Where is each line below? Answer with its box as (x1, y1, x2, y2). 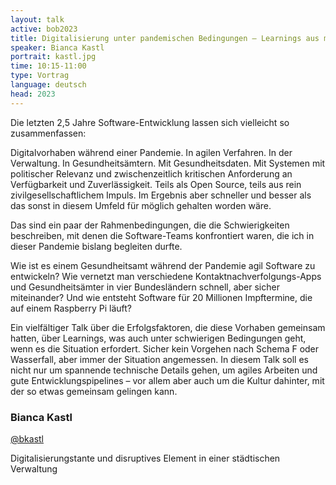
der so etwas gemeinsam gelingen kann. (10, 385, 178, 397)
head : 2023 (10, 89, 56, 99)
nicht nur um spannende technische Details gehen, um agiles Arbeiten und (10, 364, 318, 376)
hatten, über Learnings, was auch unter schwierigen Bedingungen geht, (10, 332, 307, 344)
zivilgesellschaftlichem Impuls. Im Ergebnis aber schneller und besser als (10, 189, 312, 201)
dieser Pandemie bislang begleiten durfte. (10, 240, 183, 252)
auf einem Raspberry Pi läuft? (10, 302, 132, 314)
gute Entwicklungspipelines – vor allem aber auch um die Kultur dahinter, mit (10, 374, 325, 386)
